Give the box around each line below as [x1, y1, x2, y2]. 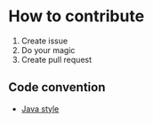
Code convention [8, 80, 106, 95]
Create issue [20, 35, 68, 46]
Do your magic [20, 44, 76, 55]
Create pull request [20, 54, 93, 65]
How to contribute [8, 6, 145, 27]
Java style [20, 104, 60, 114]
